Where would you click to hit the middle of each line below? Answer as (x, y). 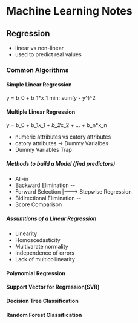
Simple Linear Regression (39, 84)
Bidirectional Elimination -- (48, 198)
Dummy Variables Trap (44, 150)
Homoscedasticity (38, 240)
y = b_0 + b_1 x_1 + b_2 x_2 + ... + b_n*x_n (57, 125)
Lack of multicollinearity (45, 259)
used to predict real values (48, 54)
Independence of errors (44, 253)
